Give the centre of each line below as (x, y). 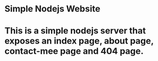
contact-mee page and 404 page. (74, 51)
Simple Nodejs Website (53, 9)
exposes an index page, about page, (79, 41)
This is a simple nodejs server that (75, 31)
